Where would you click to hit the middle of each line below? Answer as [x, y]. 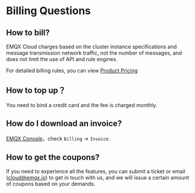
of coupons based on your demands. [51, 184]
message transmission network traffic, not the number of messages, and [94, 53]
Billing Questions [48, 11]
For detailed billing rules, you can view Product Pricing [72, 71]
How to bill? [28, 33]
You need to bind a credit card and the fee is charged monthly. [82, 105]
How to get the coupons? [53, 157]
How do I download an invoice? [64, 124]
